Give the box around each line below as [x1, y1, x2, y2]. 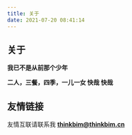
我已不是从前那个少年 [7, 64, 68, 72]
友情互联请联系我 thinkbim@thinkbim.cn [7, 120, 125, 129]
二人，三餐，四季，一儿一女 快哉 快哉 [7, 78, 113, 87]
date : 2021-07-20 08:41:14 [7, 17, 85, 24]
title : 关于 [7, 10, 39, 17]
